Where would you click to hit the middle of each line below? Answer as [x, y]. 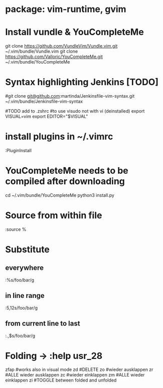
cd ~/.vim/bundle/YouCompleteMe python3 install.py [60, 195]
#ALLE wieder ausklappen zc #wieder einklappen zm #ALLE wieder [75, 375]
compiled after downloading [65, 181]
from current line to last [43, 324]
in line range [25, 296]
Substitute [28, 250]
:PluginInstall [18, 150]
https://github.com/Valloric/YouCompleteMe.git [54, 57]
